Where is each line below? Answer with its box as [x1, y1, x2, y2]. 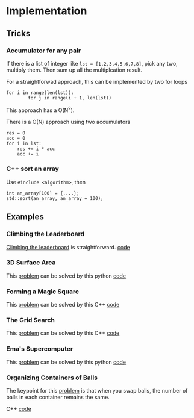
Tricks [6, 28, 31, 39]
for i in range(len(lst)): [6, 89, 74, 96]
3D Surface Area [6, 258, 56, 267]
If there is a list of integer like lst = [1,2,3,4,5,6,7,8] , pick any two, [6, 60, 178, 67]
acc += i [17, 151, 39, 157]
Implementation [6, 4, 87, 18]
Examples [6, 212, 44, 222]
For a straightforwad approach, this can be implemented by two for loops [6, 78, 188, 85]
